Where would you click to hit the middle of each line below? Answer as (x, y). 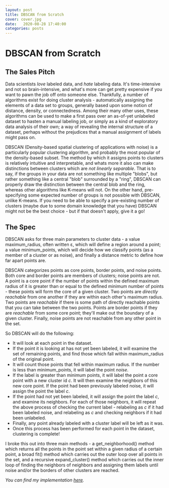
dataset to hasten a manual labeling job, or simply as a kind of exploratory (82, 122)
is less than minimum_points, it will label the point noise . (70, 369)
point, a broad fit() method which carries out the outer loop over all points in (84, 454)
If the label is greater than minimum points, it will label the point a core (85, 375)
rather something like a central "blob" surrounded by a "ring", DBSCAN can (83, 179)
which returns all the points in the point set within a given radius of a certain (84, 449)
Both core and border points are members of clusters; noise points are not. (83, 275)
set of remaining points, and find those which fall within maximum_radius (88, 354)
